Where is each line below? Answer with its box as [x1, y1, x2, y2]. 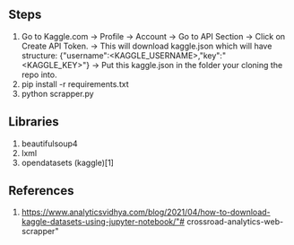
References [8, 183, 74, 198]
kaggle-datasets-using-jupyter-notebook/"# [21, 216, 186, 227]
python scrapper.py [21, 88, 95, 99]
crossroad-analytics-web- [186, 216, 284, 227]
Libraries [8, 114, 59, 129]
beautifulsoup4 [21, 138, 78, 149]
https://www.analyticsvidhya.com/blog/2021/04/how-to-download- [21, 206, 271, 218]
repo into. [21, 69, 57, 80]
